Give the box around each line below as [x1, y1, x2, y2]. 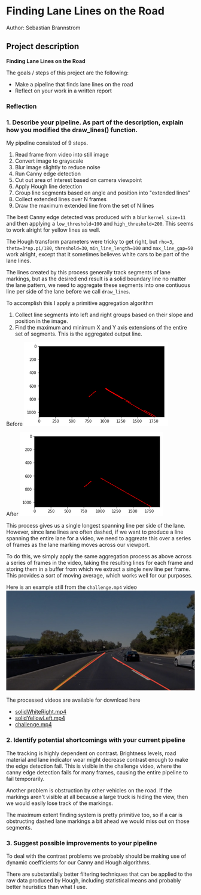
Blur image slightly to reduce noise [14, 163, 100, 170]
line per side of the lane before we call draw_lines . [6, 288, 130, 295]
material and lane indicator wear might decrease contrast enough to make [6, 756, 188, 763]
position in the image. [14, 317, 68, 325]
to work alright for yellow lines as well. [6, 226, 100, 234]
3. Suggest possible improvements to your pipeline [6, 839, 157, 847]
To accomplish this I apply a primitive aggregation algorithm [6, 299, 154, 307]
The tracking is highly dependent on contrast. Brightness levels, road [6, 749, 176, 757]
